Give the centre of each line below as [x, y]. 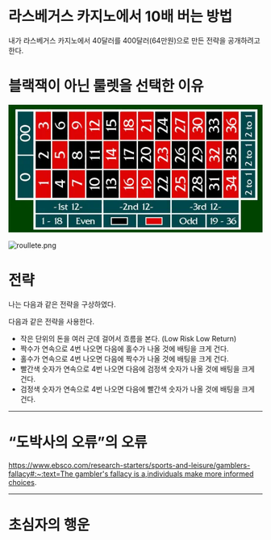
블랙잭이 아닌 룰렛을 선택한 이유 [106, 86]
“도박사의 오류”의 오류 [78, 443]
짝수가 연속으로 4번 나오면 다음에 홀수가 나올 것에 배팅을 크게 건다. [124, 349]
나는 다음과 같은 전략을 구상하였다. [62, 304]
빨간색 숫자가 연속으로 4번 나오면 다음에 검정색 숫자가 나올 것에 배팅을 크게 [138, 369]
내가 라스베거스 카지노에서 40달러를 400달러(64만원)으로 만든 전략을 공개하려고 [134, 40]
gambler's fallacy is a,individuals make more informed [165, 474]
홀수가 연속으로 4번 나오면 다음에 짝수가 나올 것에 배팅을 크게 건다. [124, 359]
